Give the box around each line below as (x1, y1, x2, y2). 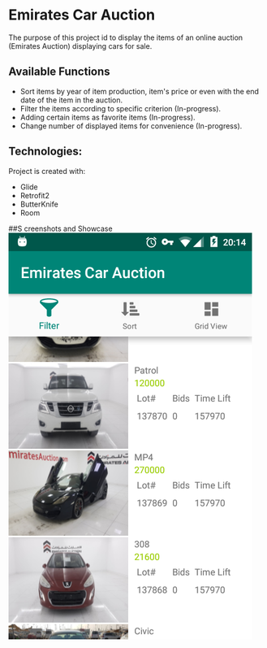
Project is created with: (8, 166, 86, 176)
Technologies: (8, 145, 83, 159)
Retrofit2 (19, 190, 50, 200)
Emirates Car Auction (8, 6, 156, 24)
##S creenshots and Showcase (8, 224, 113, 233)
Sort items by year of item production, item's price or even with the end (19, 86, 260, 96)
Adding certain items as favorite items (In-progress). (19, 112, 196, 122)
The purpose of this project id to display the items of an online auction (8, 33, 243, 42)
